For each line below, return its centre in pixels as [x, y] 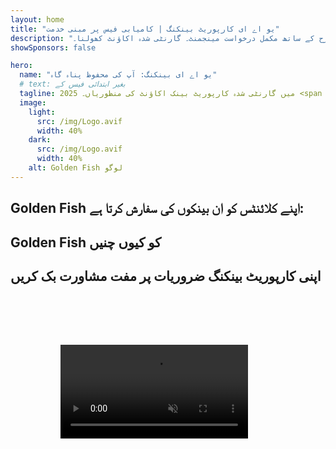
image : [33, 102]
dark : [40, 140]
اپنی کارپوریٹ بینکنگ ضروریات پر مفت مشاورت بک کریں [166, 276]
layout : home [37, 19]
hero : [21, 66]
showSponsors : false [53, 47]
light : [42, 112]
